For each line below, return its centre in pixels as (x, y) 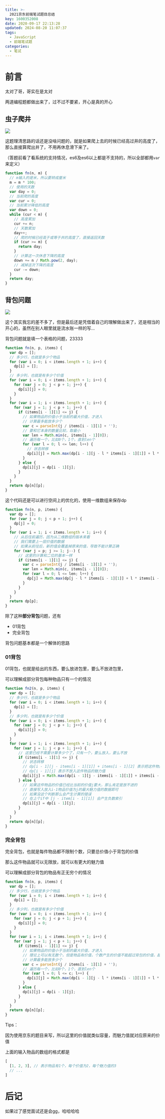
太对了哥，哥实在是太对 (29, 91)
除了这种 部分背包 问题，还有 (33, 616)
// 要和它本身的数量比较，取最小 (52, 430)
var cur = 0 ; (23, 201)
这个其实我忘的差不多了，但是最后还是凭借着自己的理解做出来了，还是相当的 (82, 322)
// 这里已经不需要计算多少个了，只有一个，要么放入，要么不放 (73, 753)
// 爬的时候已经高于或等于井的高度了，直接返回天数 (59, 237)
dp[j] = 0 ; (25, 523)
